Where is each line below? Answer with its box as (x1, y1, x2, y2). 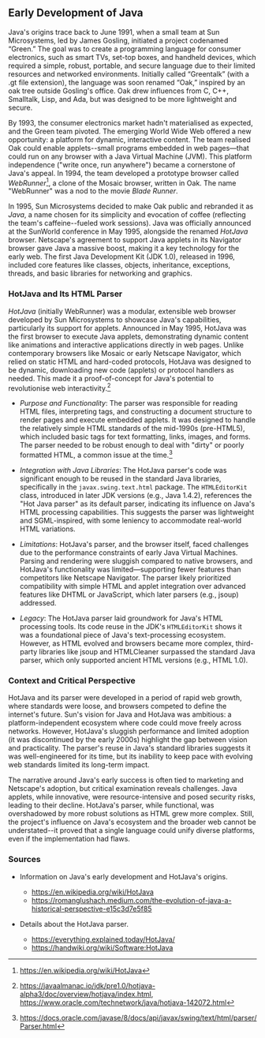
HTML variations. (19, 524, 77, 534)
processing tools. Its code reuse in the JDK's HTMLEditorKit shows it (19, 622, 242, 631)
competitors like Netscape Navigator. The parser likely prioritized (19, 573, 231, 583)
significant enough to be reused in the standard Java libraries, (19, 474, 222, 484)
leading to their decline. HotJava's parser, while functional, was (8, 800, 215, 810)
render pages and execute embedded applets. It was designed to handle (19, 415, 256, 425)
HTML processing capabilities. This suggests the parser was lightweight (19, 508, 255, 517)
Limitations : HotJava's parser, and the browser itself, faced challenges (19, 540, 249, 549)
